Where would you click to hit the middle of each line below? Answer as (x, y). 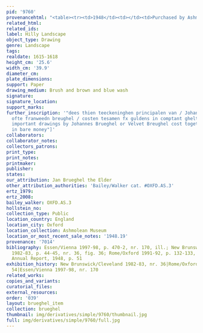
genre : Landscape (28, 46)
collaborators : (25, 135)
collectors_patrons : (32, 146)
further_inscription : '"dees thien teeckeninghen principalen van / (94, 113)
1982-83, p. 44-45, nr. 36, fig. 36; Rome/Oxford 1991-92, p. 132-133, (104, 253)
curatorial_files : (29, 287)
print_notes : (23, 157)
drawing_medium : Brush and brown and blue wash (67, 90)
